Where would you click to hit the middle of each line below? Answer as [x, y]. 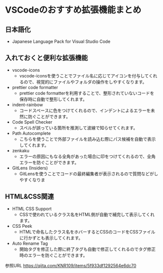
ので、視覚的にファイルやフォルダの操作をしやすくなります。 [85, 82]
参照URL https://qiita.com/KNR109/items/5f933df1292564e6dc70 [71, 265]
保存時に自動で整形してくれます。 [53, 99]
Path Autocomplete [31, 133]
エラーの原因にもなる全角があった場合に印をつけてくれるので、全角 [87, 156]
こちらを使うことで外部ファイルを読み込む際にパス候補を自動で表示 [88, 139]
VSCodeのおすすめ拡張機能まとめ [73, 10]
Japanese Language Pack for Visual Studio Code [61, 41]
